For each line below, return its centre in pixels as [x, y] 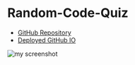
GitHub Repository [45, 32]
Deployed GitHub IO [47, 40]
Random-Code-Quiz [68, 13]
